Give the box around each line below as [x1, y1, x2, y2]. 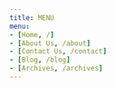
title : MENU [9, 13, 54, 23]
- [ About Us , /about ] [9, 38, 91, 48]
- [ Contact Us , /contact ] [9, 47, 107, 56]
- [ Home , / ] [9, 30, 54, 39]
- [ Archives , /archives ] [9, 64, 103, 73]
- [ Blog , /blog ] [9, 55, 71, 64]
